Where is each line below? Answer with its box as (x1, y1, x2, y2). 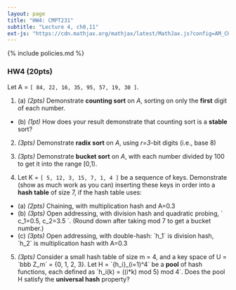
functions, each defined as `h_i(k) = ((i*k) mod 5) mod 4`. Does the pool (17, 268, 225, 276)
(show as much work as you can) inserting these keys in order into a (17, 180, 216, 189)
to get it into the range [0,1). (17, 159, 98, 168)
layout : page (7, 10, 46, 18)
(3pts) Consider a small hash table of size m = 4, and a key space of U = (17, 252, 227, 261)
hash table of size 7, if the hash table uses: (17, 187, 142, 197)
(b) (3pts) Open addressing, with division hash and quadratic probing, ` (17, 209, 223, 218)
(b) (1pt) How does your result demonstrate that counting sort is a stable (17, 117, 228, 126)
